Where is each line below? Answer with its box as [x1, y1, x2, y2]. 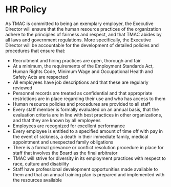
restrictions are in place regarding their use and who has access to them [12, 96, 166, 102]
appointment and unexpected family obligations [12, 139, 114, 145]
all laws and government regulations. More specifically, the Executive [5, 37, 152, 43]
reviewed [12, 84, 32, 90]
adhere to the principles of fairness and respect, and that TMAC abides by [5, 31, 162, 37]
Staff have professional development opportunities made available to [12, 166, 158, 172]
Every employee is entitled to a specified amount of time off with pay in [12, 128, 163, 134]
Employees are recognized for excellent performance [12, 123, 125, 129]
